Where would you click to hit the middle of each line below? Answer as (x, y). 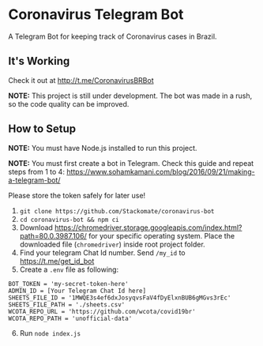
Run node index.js (50, 333)
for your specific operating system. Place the (162, 235)
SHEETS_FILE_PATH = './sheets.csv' (67, 305)
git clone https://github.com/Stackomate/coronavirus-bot (117, 211)
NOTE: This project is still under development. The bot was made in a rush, (130, 96)
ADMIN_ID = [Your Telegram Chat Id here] (77, 291)
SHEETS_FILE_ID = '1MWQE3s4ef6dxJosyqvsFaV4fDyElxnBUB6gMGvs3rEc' (120, 298)
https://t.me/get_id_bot (57, 261)
